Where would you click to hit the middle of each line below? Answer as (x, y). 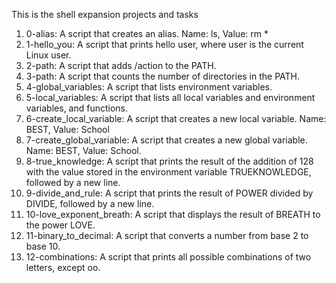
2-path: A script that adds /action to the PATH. (121, 65)
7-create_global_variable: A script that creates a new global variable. (166, 140)
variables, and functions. (77, 108)
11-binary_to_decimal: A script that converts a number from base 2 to (167, 235)
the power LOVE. (60, 225)
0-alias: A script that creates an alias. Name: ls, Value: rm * (147, 33)
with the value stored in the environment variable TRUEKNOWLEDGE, (168, 172)
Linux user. (48, 55)
